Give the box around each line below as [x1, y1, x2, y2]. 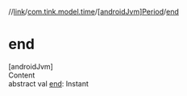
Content [8, 70, 35, 80]
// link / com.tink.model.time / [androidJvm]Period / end [8, 7, 180, 16]
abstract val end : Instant [8, 78, 89, 88]
